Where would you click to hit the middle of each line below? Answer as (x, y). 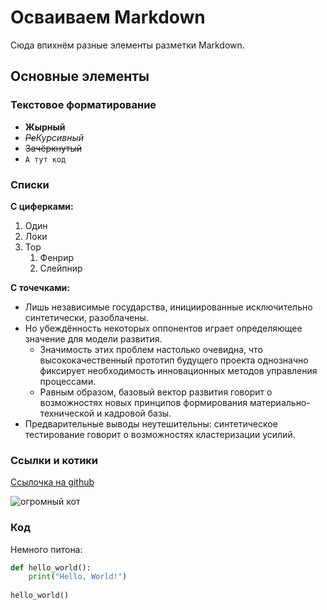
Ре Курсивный (54, 137)
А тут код (45, 159)
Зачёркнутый (53, 148)
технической (67, 413)
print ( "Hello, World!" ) (78, 577)
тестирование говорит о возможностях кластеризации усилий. (160, 434)
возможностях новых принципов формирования (143, 402)
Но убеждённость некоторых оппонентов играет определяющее (163, 328)
